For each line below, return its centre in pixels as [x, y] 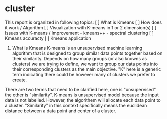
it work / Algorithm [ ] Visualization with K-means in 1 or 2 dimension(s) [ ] [81, 27]
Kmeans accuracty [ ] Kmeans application [48, 38]
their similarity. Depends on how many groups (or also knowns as [80, 58]
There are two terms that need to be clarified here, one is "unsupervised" [81, 89]
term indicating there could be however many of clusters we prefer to [84, 74]
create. [20, 80]
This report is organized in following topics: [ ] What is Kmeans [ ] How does [83, 22]
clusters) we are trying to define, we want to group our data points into [85, 64]
